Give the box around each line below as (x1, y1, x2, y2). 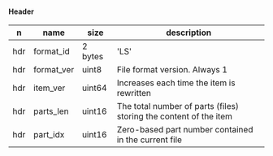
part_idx (33, 129, 65, 141)
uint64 (81, 82, 107, 93)
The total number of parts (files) (116, 101, 240, 112)
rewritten (116, 88, 152, 99)
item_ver (33, 82, 66, 93)
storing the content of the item (116, 110, 233, 122)
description (166, 27, 212, 38)
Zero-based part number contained (116, 124, 253, 136)
